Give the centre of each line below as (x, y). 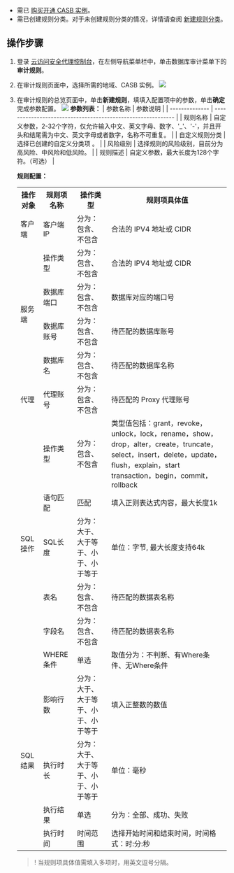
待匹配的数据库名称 (142, 365)
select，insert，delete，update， (166, 455)
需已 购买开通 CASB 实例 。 (55, 10)
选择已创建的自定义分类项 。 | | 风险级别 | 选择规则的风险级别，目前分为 (120, 143)
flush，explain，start (145, 465)
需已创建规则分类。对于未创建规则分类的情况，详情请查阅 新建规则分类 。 (122, 19)
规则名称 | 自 (202, 117)
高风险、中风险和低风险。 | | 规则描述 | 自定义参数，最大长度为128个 (115, 152)
